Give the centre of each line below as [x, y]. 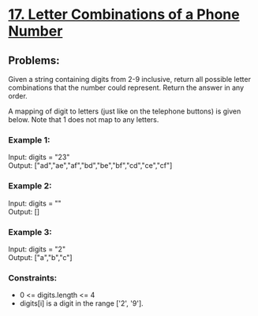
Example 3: [30, 232]
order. [18, 96]
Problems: [34, 60]
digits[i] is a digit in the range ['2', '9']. [81, 303]
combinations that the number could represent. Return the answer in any [126, 87]
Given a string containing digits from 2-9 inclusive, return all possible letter [129, 79]
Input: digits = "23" [39, 157]
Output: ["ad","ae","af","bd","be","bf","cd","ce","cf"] [90, 165]
